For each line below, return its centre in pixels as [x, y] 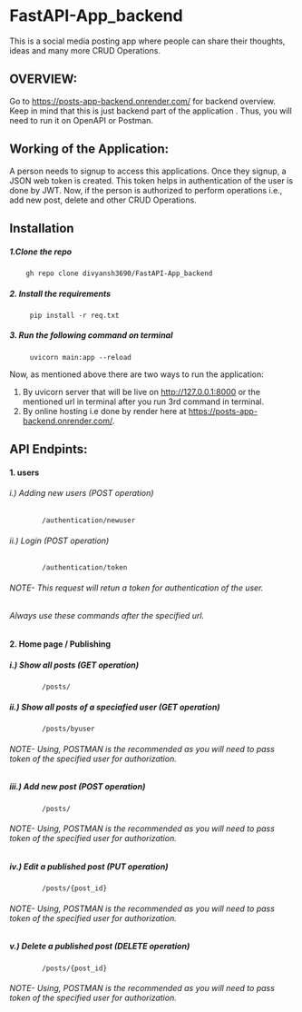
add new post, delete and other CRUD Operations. [103, 200]
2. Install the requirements [60, 293]
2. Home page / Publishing [60, 644]
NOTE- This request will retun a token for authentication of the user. [136, 588]
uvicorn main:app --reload [80, 357]
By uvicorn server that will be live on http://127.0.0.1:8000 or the [141, 392]
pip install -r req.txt [74, 315]
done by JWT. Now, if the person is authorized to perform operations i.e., [146, 190]
